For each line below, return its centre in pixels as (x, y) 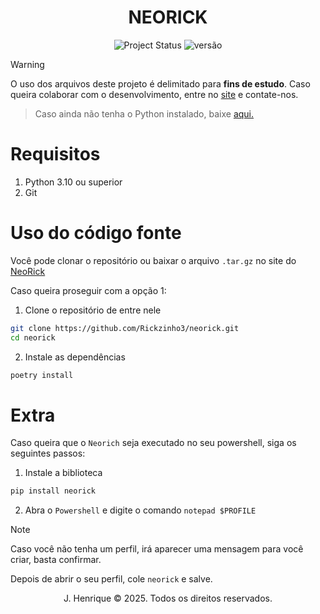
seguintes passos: (48, 453)
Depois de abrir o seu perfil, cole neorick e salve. (111, 579)
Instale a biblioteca (63, 473)
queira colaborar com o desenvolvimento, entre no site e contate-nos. (154, 94)
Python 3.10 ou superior (73, 182)
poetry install (42, 375)
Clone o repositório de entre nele (93, 310)
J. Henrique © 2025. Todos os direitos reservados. (168, 598)
